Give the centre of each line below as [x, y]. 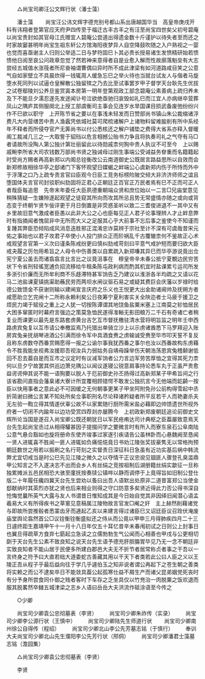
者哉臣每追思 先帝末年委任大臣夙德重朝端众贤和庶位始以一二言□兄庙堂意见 [102, 190]
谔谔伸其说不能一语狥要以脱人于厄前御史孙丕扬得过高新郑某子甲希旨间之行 [105, 373]
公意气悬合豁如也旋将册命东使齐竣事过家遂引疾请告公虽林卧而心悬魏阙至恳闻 [103, 435]
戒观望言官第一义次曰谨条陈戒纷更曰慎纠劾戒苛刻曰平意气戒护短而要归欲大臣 [103, 244]
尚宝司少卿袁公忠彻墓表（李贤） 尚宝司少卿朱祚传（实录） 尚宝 [106, 613]
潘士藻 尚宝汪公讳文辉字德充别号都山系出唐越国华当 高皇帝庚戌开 [106, 22]
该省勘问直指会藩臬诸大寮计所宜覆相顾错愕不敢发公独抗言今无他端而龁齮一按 [103, 381]
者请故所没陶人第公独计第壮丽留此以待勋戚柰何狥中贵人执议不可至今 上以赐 [103, 144]
